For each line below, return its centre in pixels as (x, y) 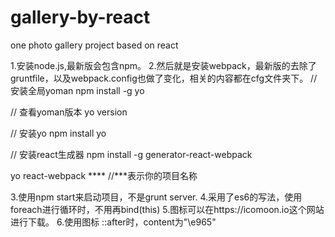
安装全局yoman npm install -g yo (77, 90)
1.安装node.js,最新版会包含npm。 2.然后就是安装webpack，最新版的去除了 (163, 65)
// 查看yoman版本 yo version (69, 112)
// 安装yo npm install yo (58, 133)
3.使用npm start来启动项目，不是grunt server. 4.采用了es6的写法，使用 (156, 197)
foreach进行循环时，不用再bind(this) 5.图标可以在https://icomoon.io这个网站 (167, 209)
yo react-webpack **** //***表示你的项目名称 (104, 175)
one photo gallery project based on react (94, 45)
